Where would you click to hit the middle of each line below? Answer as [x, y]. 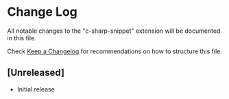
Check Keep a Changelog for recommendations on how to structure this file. [115, 51]
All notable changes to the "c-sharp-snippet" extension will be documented [114, 31]
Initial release [36, 89]
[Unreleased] [36, 73]
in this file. [22, 38]
